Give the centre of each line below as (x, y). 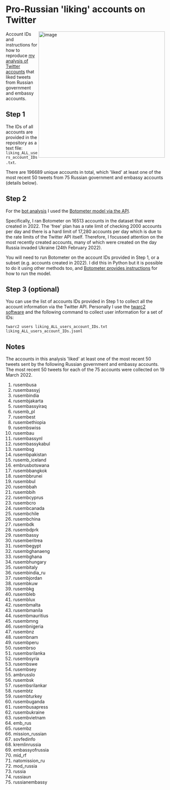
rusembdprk (26, 530)
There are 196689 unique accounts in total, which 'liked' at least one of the (83, 172)
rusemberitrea (28, 541)
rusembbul (24, 482)
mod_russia (25, 766)
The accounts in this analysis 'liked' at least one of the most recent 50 (78, 359)
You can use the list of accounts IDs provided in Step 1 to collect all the (79, 301)
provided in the (21, 137)
